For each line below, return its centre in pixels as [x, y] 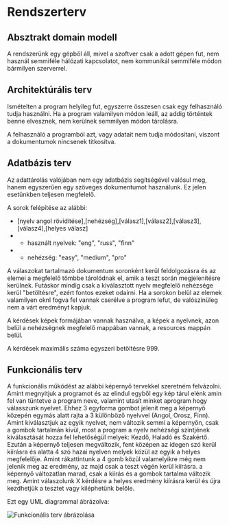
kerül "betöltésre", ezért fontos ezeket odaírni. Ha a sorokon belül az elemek [114, 292]
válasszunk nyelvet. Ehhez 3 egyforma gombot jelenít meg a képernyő [106, 408]
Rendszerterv [47, 12]
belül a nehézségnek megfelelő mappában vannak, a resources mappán [109, 327]
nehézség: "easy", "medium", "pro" [77, 257]
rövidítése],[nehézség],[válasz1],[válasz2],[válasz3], [128, 221]
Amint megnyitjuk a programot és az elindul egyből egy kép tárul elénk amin [114, 394]
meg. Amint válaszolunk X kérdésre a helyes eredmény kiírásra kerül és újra [114, 481]
